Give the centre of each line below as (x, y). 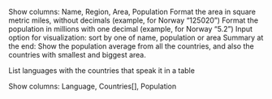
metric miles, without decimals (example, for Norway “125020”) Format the (133, 20)
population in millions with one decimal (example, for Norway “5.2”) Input (131, 29)
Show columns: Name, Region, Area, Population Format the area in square (132, 12)
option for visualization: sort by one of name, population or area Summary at (136, 37)
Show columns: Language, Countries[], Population (93, 86)
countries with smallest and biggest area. (77, 55)
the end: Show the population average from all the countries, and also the (131, 46)
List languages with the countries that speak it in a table (101, 71)
